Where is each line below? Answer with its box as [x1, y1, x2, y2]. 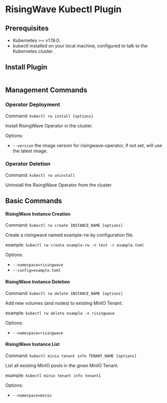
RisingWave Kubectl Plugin [5, 4, 122, 15]
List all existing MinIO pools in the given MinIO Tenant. [5, 362, 119, 368]
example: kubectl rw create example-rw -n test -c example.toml [5, 242, 144, 248]
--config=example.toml [12, 268, 61, 273]
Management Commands [5, 86, 88, 95]
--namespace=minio [12, 393, 52, 398]
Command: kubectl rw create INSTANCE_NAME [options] [5, 222, 123, 228]
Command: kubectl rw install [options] [5, 113, 94, 119]
